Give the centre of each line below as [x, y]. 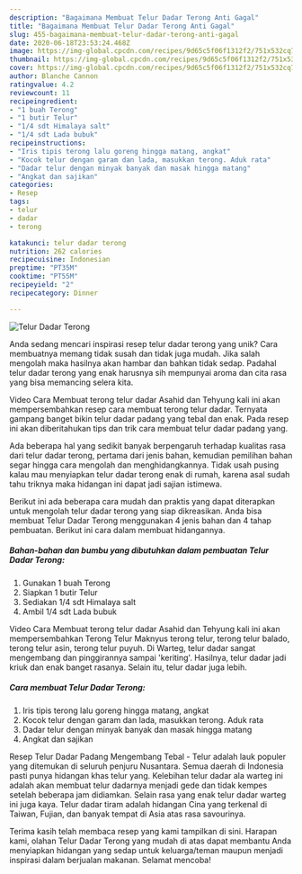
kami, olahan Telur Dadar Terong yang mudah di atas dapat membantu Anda [151, 841]
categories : [31, 185]
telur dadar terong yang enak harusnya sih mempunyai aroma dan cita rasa [148, 372]
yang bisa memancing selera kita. [71, 382]
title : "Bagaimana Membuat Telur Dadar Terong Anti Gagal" [122, 26]
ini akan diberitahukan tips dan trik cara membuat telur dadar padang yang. [149, 428]
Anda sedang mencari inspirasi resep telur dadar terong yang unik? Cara [144, 343]
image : [22, 51]
